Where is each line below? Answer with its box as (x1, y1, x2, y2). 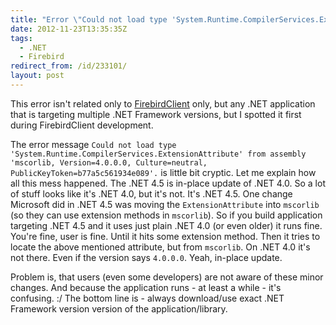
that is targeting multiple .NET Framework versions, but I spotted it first (10, 108, 302, 120)
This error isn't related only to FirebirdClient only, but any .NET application (10, 97, 316, 110)
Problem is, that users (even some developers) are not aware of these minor (10, 271, 324, 283)
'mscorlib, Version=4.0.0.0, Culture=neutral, (10, 157, 208, 168)
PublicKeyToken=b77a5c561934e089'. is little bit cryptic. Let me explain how (10, 166, 317, 178)
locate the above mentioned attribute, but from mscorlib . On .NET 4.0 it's (10, 241, 311, 253)
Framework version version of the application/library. (10, 302, 228, 315)
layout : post (10, 71, 65, 81)
